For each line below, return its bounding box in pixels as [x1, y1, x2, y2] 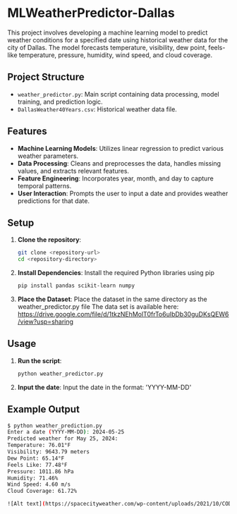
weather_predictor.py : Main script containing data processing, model [17, 90, 220, 98]
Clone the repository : [17, 235, 82, 244]
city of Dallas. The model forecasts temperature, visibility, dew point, [7, 43, 207, 51]
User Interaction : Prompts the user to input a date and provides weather [17, 189, 229, 197]
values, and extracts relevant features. [17, 166, 129, 175]
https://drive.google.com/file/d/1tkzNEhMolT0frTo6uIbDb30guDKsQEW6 [17, 310, 229, 318]
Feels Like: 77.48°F [7, 461, 68, 468]
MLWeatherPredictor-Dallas [7, 5, 175, 21]
